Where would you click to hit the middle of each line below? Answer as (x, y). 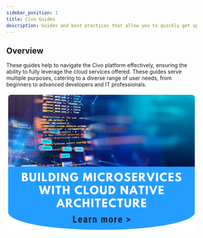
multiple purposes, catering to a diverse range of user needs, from (89, 78)
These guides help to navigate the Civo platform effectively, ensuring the (97, 65)
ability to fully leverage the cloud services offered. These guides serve (94, 72)
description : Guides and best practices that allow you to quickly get (98, 25)
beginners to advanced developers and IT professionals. (76, 85)
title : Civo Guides (31, 19)
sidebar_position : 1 (32, 13)
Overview (25, 50)
